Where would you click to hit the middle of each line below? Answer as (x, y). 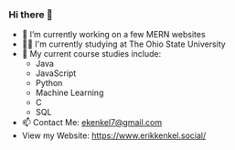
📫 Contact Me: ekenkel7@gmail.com (92, 123)
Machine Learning (69, 93)
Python (49, 83)
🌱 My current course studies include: (91, 54)
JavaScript (56, 73)
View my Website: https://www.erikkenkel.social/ (114, 135)
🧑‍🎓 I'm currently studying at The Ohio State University (123, 44)
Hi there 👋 (31, 15)
